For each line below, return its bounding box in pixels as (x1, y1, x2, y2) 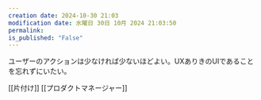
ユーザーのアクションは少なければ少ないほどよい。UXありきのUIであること (8, 56, 255, 66)
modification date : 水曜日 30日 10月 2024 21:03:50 (8, 19, 177, 27)
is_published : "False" (8, 33, 83, 42)
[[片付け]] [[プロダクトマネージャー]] (8, 83, 128, 93)
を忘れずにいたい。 (8, 67, 71, 76)
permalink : (8, 26, 44, 34)
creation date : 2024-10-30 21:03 (8, 11, 119, 20)
